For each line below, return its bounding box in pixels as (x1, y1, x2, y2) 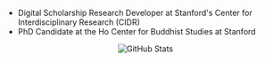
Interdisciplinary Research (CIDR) (17, 17, 141, 27)
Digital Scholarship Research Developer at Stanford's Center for (17, 8, 253, 18)
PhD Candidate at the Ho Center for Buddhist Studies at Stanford (17, 27, 256, 36)
